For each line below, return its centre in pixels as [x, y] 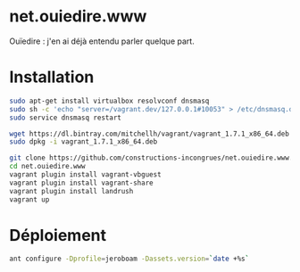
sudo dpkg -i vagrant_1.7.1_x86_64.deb [83, 142]
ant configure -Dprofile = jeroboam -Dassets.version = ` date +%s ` [129, 259]
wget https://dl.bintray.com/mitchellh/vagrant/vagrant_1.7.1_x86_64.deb [150, 134]
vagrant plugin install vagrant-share [81, 183]
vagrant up [29, 199]
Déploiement [58, 235]
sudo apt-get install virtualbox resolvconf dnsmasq [109, 101]
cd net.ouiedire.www [48, 167]
